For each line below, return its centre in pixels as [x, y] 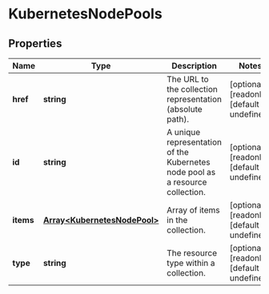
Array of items [193, 210]
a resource [187, 182]
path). [178, 119]
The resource [192, 253]
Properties [35, 44]
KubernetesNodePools [85, 14]
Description [195, 66]
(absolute [185, 109]
